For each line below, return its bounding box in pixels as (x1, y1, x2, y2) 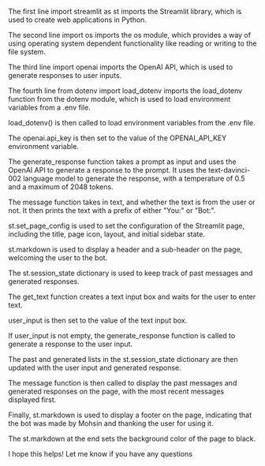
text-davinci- (207, 166, 251, 174)
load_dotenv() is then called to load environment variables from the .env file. (8, 118, 256, 127)
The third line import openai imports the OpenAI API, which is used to (8, 62, 233, 72)
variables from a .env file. (8, 103, 91, 112)
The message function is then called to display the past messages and (8, 378, 237, 387)
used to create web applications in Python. (8, 15, 147, 24)
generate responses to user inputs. (8, 71, 122, 80)
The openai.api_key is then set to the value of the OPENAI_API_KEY (8, 133, 227, 143)
